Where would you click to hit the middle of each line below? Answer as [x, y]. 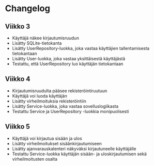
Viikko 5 [17, 127]
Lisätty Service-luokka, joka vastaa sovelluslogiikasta [65, 106]
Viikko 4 [18, 79]
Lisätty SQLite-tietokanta [37, 43]
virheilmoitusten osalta [35, 159]
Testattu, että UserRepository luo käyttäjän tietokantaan [68, 64]
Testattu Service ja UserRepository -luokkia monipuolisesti [70, 111]
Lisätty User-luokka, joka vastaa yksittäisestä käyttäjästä [69, 58]
